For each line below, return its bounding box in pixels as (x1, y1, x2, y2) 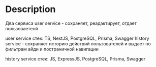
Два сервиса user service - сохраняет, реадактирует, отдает (5, 20, 137, 26)
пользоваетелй (5, 25, 38, 31)
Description (5, 4, 56, 15)
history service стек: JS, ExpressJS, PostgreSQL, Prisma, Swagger (5, 55, 146, 61)
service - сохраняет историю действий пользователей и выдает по (5, 40, 151, 46)
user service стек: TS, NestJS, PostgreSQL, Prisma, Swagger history (5, 35, 149, 41)
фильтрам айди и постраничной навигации (5, 46, 99, 52)
